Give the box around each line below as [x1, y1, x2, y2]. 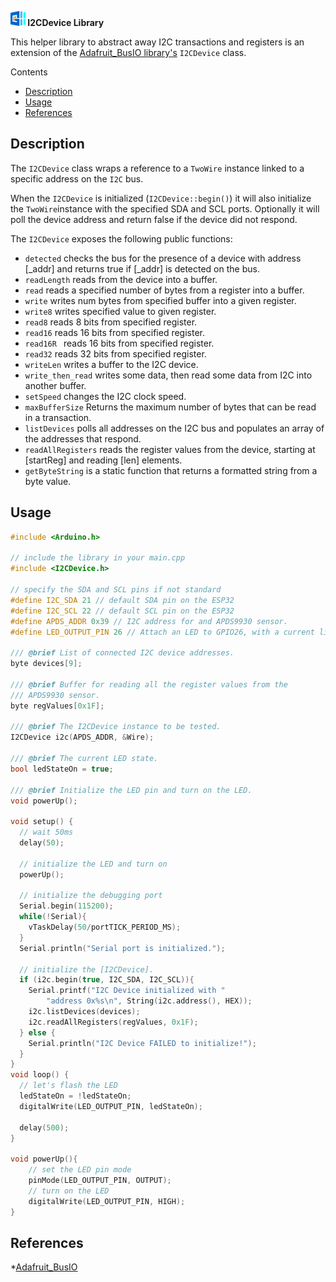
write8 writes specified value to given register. [24, 305, 217, 317]
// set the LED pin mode [28, 1165, 132, 1175]
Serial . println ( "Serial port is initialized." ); [19, 943, 226, 953]
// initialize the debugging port [19, 891, 163, 901]
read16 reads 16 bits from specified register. [24, 326, 206, 338]
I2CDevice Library [27, 17, 105, 28]
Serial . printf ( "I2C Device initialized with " [28, 986, 226, 996]
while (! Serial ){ [19, 912, 87, 922]
